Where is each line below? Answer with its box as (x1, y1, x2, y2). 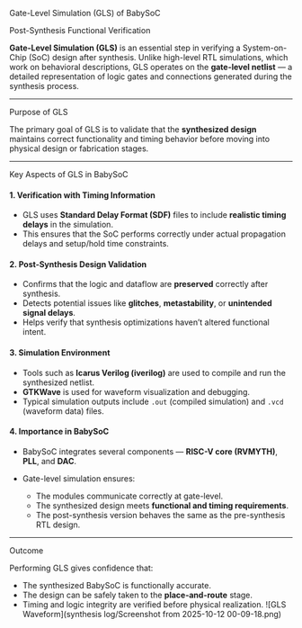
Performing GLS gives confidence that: (9, 562, 154, 573)
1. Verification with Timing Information (9, 189, 155, 201)
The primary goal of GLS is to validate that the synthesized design (9, 124, 257, 134)
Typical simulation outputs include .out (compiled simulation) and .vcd (22, 396, 284, 407)
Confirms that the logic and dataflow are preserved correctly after (22, 279, 269, 290)
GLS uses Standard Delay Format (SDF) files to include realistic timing (22, 210, 287, 220)
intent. (22, 327, 47, 337)
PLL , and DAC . (22, 455, 77, 466)
